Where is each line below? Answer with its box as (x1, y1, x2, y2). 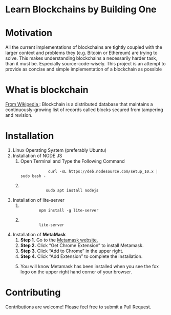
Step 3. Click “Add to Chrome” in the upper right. (20, 248, 124, 254)
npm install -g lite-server (38, 208, 99, 213)
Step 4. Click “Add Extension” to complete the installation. (20, 253, 143, 259)
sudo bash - (20, 173, 46, 179)
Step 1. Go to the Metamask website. (20, 237, 98, 243)
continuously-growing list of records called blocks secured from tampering (5, 107, 163, 113)
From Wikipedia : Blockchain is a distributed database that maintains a (5, 101, 153, 108)
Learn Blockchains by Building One (5, 4, 157, 15)
